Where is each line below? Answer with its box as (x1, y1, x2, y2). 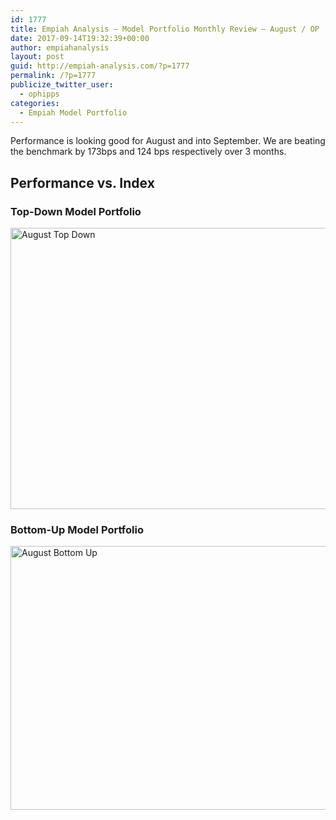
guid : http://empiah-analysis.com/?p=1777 (10, 61, 190, 71)
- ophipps (19, 89, 60, 99)
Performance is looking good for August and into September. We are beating (10, 135, 326, 147)
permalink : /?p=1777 (10, 71, 97, 81)
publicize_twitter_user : (10, 80, 114, 90)
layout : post (10, 52, 65, 62)
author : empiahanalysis (10, 42, 110, 53)
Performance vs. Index (10, 174, 155, 191)
